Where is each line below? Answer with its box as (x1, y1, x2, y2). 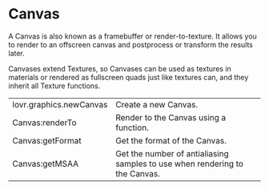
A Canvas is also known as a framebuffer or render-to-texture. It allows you (8, 31, 258, 41)
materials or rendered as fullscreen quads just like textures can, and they (8, 72, 249, 82)
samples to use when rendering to (115, 158, 244, 169)
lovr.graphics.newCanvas (12, 99, 108, 110)
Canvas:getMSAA (12, 158, 78, 169)
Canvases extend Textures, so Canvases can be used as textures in (8, 63, 232, 73)
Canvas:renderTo (12, 117, 77, 128)
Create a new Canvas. (115, 99, 199, 110)
